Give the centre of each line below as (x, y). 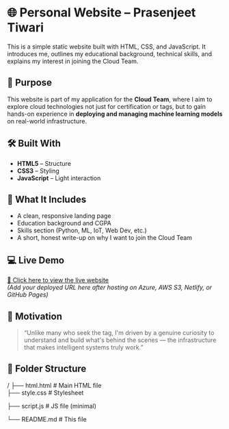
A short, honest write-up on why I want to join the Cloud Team (105, 238)
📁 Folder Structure (47, 369)
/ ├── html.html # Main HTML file (54, 385)
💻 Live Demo (36, 260)
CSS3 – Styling (38, 171)
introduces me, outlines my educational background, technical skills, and (110, 53)
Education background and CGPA (64, 223)
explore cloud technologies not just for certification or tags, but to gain (107, 106)
